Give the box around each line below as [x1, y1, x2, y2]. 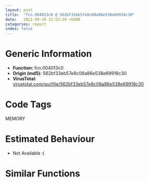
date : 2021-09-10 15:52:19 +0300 [5, 17, 81, 22]
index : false [5, 26, 33, 31]
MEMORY [5, 116, 25, 122]
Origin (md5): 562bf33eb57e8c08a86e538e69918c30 [12, 70, 127, 77]
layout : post [5, 7, 33, 13]
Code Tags [5, 99, 52, 111]
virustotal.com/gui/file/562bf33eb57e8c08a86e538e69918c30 [12, 81, 144, 87]
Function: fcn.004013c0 [12, 65, 64, 71]
